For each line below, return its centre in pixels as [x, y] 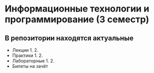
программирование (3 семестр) [77, 19]
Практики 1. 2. [27, 55]
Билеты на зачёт [30, 66]
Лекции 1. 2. [25, 50]
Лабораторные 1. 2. [33, 61]
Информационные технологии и [77, 9]
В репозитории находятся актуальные [69, 38]
